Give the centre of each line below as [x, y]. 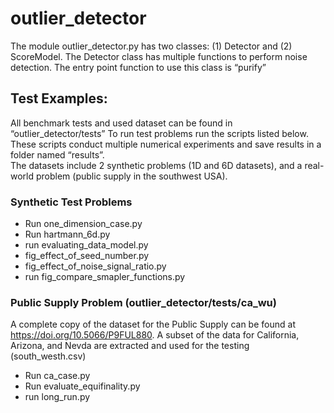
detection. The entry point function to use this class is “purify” [138, 67]
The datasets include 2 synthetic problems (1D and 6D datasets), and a [156, 165]
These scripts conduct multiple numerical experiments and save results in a [166, 144]
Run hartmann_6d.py [67, 234]
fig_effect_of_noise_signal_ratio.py [95, 266]
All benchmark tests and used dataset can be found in [121, 123]
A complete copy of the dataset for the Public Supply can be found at [153, 324]
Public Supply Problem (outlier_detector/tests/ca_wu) [143, 302]
